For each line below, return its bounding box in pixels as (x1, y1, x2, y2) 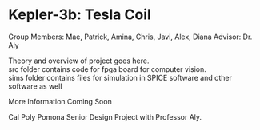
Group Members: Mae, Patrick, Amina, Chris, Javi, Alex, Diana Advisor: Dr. (8, 32, 253, 41)
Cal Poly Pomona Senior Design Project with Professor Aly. (8, 112, 202, 121)
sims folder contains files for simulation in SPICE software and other (8, 73, 232, 82)
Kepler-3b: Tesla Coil (8, 6, 152, 24)
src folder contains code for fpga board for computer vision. (8, 64, 206, 73)
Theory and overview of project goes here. (8, 56, 150, 65)
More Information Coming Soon (8, 97, 112, 106)
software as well (8, 81, 62, 91)
